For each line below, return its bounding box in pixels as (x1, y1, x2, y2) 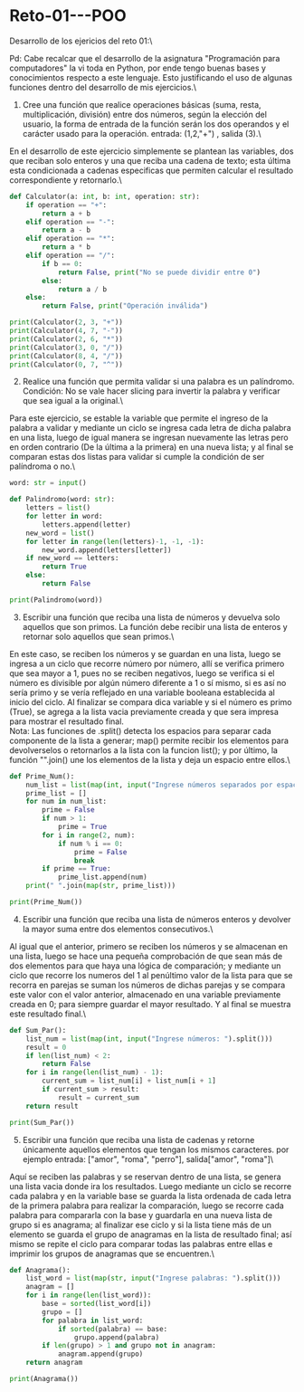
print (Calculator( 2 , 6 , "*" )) (9, 334, 124, 344)
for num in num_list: (25, 797, 107, 806)
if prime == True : (42, 864, 111, 873)
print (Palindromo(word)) (9, 595, 103, 605)
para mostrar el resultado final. (9, 716, 125, 727)
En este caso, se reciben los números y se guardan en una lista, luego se (9, 648, 281, 659)
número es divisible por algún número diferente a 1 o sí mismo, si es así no (9, 677, 287, 688)
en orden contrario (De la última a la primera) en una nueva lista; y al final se (9, 442, 294, 453)
